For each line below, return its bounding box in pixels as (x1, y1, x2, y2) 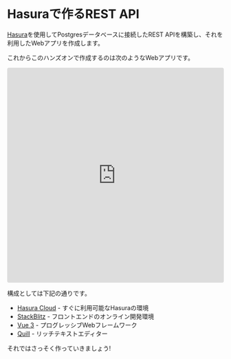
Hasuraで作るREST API (7, 6, 140, 22)
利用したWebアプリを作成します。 (7, 39, 104, 47)
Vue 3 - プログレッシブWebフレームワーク (16, 320, 137, 329)
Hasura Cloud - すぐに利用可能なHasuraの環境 (16, 303, 149, 312)
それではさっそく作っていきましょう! (7, 344, 111, 352)
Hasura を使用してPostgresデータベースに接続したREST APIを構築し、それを (7, 30, 223, 39)
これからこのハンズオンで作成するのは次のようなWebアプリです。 (7, 53, 195, 62)
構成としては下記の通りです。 (7, 289, 91, 297)
